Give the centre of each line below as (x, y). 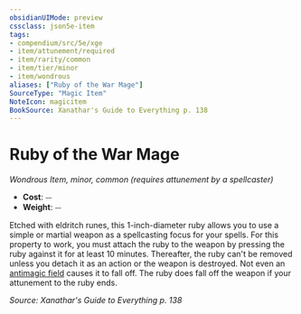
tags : (19, 34)
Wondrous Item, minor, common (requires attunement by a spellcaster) (141, 180)
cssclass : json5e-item (52, 26)
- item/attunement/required (62, 51)
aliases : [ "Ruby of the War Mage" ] (76, 85)
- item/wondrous (40, 77)
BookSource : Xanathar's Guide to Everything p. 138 (108, 110)
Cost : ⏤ (37, 197)
